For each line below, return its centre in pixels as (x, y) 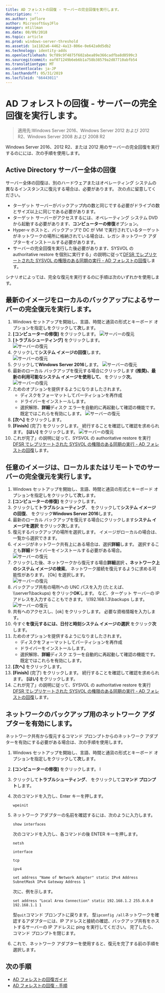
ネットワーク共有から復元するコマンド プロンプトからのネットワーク (75, 736)
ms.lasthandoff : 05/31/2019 (34, 73)
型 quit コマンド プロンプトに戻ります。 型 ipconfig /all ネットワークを (84, 915)
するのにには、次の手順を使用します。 (44, 153)
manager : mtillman (24, 28)
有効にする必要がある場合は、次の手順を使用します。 (72, 742)
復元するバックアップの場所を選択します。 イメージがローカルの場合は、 (86, 532)
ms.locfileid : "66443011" (32, 78)
